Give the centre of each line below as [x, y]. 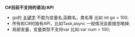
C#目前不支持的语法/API [30, 7]
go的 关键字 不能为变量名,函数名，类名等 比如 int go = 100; [70, 18]
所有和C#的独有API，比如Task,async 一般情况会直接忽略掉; [71, 23]
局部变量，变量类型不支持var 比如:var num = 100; [61, 29]
